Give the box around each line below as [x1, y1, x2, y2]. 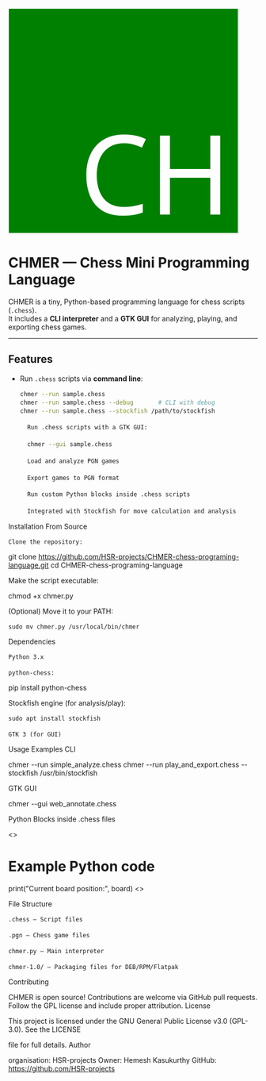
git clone [8, 552, 37, 561]
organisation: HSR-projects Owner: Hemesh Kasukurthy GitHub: [8, 1055, 217, 1064]
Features [8, 352, 53, 366]
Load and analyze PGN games [27, 457, 120, 465]
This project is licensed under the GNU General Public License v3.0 [8, 1016, 228, 1025]
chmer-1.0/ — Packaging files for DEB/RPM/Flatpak [8, 963, 179, 971]
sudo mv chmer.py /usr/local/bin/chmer [8, 622, 140, 631]
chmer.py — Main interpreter [8, 947, 104, 955]
